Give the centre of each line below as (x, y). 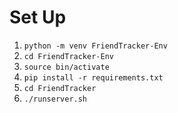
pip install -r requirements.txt (93, 77)
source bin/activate (66, 67)
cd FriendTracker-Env (68, 56)
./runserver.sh (55, 99)
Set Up (38, 17)
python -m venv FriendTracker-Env (95, 46)
